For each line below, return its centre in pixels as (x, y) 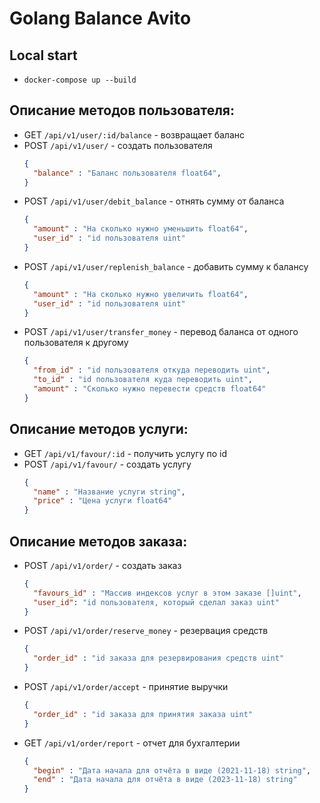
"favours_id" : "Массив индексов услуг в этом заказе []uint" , (167, 593)
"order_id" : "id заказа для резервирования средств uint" (159, 658)
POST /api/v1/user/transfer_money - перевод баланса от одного (161, 332)
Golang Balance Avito (100, 18)
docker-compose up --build (80, 80)
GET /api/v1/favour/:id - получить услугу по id (125, 453)
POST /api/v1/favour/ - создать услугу (107, 464)
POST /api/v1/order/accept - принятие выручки (126, 687)
